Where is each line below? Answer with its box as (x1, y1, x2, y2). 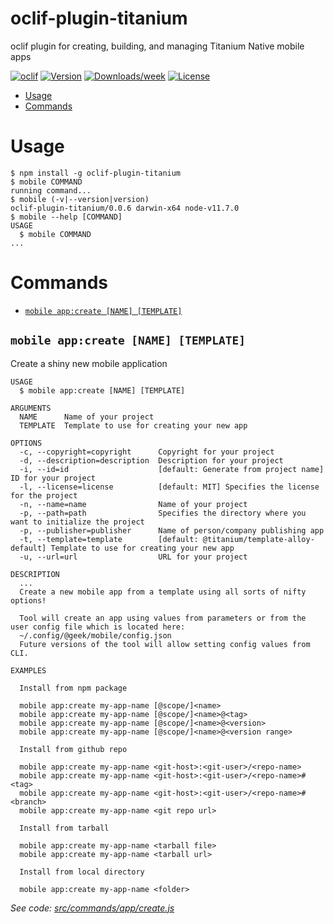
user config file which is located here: (10, 622, 186, 632)
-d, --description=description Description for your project (19, 455, 284, 466)
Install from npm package (19, 683, 128, 693)
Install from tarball (19, 823, 110, 833)
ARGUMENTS (10, 403, 52, 413)
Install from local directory (19, 867, 145, 877)
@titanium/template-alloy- (202, 534, 315, 544)
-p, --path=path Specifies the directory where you (19, 508, 307, 518)
